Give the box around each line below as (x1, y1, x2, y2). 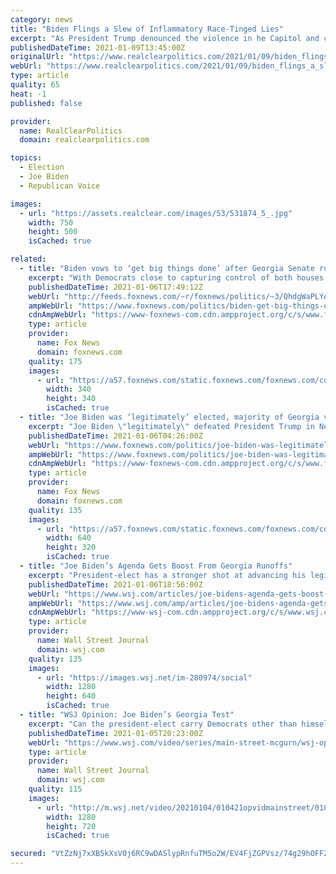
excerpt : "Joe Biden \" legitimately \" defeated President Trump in (28, 421, 315, 431)
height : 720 (46, 821, 97, 831)
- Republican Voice (19, 181, 101, 191)
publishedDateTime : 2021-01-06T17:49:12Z (28, 282, 203, 292)
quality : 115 (28, 784, 83, 794)
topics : (10, 153, 43, 163)
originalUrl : (10, 52, 65, 62)
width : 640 (46, 533, 92, 543)
